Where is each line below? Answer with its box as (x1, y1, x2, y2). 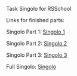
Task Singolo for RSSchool (6, 5, 72, 12)
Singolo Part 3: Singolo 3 (6, 51, 67, 59)
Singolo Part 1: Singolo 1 (6, 28, 65, 35)
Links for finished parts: (6, 17, 64, 23)
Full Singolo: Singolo (6, 63, 57, 70)
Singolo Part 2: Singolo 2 (6, 40, 67, 47)
